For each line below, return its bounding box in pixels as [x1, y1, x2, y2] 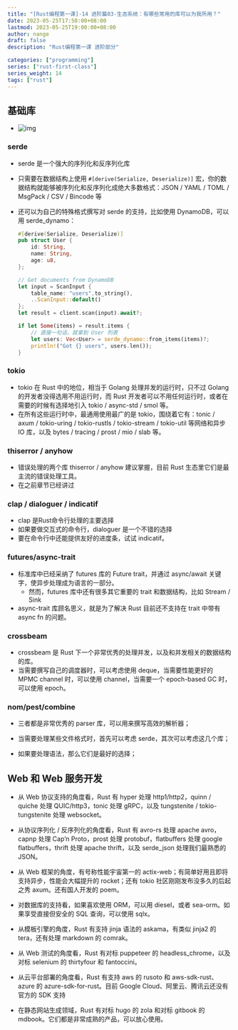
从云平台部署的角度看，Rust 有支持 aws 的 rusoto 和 [17, 973, 171, 981]
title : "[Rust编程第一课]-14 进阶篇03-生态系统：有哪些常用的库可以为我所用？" [7, 10, 221, 18]
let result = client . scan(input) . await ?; [17, 310, 143, 317]
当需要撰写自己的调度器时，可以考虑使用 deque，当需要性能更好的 [17, 665, 214, 675]
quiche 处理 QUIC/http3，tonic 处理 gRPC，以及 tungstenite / [17, 802, 198, 810]
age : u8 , [31, 257, 57, 264]
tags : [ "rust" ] [7, 76, 53, 84]
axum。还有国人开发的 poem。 [31, 886, 123, 894]
